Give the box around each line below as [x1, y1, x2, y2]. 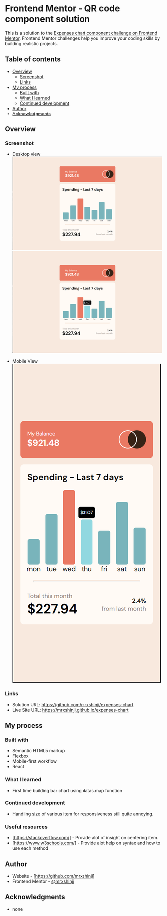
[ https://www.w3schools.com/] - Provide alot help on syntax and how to [12, 840, 161, 846]
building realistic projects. [5, 40, 58, 46]
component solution [5, 13, 90, 25]
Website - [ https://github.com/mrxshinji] [12, 873, 95, 879]
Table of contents [5, 55, 61, 64]
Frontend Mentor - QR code [5, 3, 120, 14]
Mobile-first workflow [12, 758, 57, 764]
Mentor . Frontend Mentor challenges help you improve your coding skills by [5, 35, 160, 41]
